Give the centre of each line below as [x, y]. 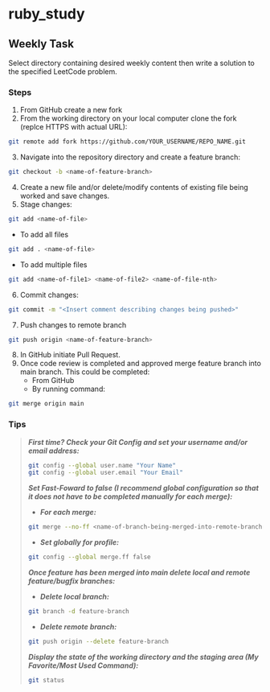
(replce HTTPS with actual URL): [74, 127]
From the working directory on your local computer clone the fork [128, 118]
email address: [54, 451]
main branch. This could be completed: [85, 372]
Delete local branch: [75, 597]
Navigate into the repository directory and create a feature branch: [130, 157]
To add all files [44, 234]
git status [46, 680]
